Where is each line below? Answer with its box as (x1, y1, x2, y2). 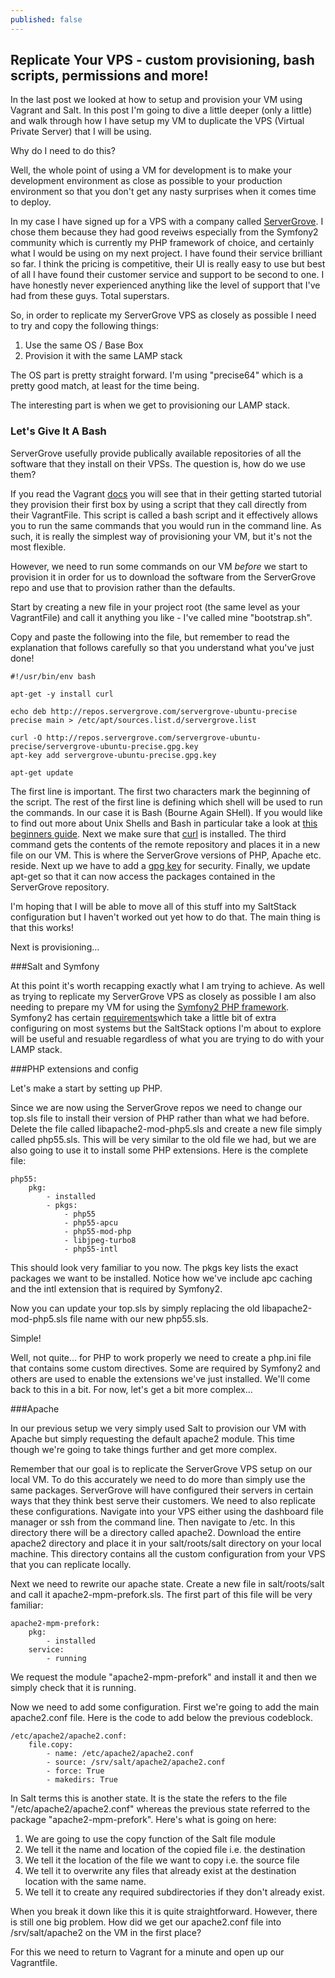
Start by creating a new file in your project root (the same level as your (10, 601, 301, 613)
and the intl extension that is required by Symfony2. (10, 1282, 223, 1295)
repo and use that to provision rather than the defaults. (10, 581, 236, 593)
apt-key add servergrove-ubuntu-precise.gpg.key (10, 750, 217, 760)
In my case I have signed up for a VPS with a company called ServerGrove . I (10, 216, 324, 228)
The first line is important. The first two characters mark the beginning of (10, 785, 311, 797)
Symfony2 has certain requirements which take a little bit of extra (10, 1011, 277, 1023)
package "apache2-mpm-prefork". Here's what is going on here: (10, 1813, 277, 1825)
